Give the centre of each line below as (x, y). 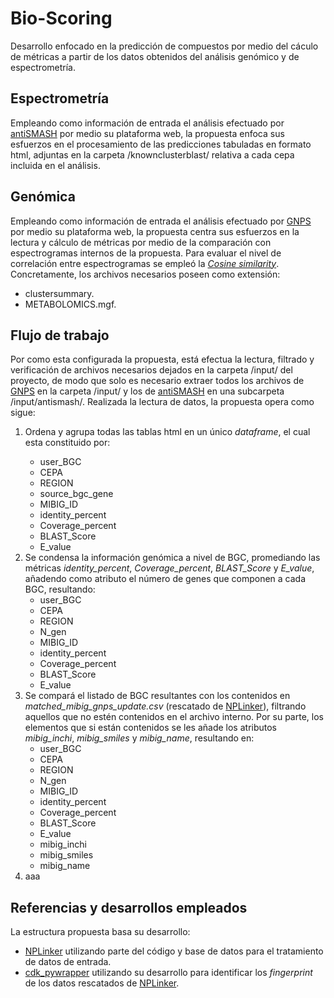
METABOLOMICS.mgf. (70, 304)
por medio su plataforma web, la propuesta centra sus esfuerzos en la (155, 231)
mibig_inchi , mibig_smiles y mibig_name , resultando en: (139, 738)
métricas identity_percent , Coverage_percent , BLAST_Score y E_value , (169, 568)
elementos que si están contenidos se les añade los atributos (151, 728)
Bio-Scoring (61, 18)
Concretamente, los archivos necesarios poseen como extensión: (145, 274)
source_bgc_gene (76, 494)
